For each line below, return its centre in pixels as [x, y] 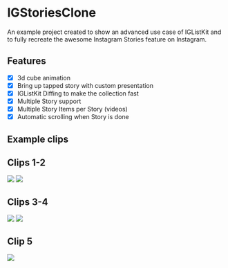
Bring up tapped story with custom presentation [85, 85]
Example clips [38, 139]
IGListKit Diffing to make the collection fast [78, 93]
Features [27, 61]
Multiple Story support [49, 101]
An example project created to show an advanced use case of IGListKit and [114, 32]
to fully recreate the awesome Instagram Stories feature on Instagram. [107, 39]
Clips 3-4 [28, 202]
